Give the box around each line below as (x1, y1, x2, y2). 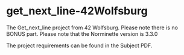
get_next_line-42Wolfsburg (6, 4, 148, 18)
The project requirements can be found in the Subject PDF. (6, 42, 153, 49)
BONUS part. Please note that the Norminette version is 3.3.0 (6, 30, 158, 37)
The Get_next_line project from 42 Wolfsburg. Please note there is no (6, 24, 178, 31)
